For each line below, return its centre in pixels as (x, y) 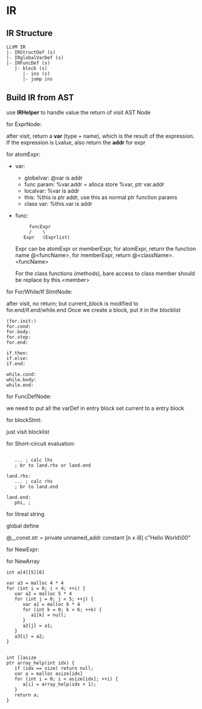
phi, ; (23, 503)
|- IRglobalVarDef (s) (35, 58)
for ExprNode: (24, 124)
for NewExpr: (23, 549)
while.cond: (21, 374)
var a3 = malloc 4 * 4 (35, 583)
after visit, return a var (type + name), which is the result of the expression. (100, 136)
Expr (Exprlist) (47, 237)
